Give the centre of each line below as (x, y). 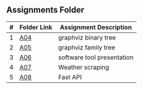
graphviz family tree (87, 47)
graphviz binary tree (87, 37)
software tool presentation (96, 57)
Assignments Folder (45, 10)
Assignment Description (96, 27)
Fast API (70, 77)
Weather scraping (84, 67)
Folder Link (36, 27)
